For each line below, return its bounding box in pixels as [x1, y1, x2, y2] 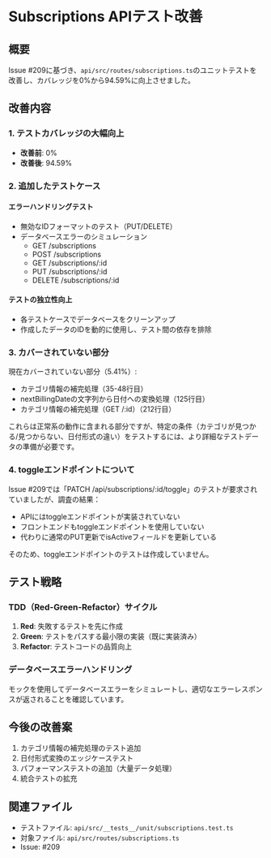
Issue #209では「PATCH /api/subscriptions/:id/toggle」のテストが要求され [8, 484, 257, 494]
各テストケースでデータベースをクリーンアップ [19, 314, 176, 325]
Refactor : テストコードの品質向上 [19, 642, 133, 652]
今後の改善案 [8, 720, 73, 734]
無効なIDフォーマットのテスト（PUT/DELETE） [19, 221, 177, 231]
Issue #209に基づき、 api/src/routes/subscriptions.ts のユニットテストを [8, 66, 257, 75]
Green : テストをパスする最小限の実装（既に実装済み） [19, 632, 202, 641]
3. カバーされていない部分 [8, 347, 109, 358]
